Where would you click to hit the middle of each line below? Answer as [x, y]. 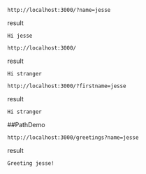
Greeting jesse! [31, 164]
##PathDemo [26, 125]
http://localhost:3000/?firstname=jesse [67, 86]
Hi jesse [20, 36]
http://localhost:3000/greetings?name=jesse [73, 138]
